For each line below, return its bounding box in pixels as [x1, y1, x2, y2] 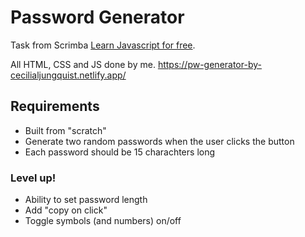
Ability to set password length [24, 194, 148, 206]
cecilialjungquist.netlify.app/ [10, 69, 127, 81]
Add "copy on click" [24, 204, 108, 216]
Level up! [10, 171, 57, 185]
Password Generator [10, 6, 185, 29]
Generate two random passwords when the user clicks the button [24, 135, 295, 147]
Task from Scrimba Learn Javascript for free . [10, 39, 196, 51]
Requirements [10, 98, 100, 115]
